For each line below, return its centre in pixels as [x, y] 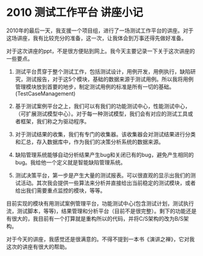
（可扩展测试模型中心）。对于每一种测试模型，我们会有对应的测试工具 [101, 114]
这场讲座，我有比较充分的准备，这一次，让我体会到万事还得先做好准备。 [96, 38]
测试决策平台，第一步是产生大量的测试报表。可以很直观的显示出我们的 [103, 175]
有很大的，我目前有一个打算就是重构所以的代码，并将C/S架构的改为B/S [95, 218]
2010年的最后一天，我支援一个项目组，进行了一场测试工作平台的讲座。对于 [100, 30]
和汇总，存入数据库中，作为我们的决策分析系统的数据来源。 [89, 142]
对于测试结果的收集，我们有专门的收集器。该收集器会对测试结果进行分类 [105, 134]
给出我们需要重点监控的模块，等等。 [60, 190]
